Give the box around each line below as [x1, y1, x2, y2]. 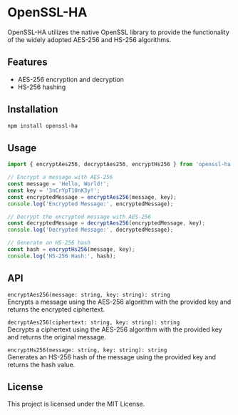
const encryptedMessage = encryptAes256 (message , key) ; [7, 193, 177, 200]
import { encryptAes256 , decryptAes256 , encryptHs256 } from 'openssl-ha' [7, 161, 234, 168]
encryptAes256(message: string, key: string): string [7, 291, 171, 298]
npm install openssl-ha [7, 122, 78, 129]
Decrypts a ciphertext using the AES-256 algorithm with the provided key [7, 325, 222, 334]
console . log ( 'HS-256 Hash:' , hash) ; [7, 252, 116, 260]
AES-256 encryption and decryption [17, 75, 125, 83]
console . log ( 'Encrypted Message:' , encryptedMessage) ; [7, 200, 174, 207]
